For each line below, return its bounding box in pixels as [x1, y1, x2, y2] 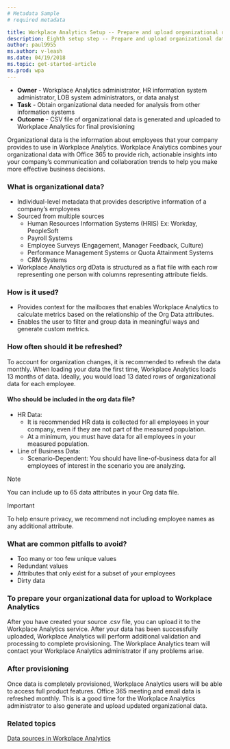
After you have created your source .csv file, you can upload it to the [7, 618, 201, 626]
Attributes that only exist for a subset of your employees [16, 569, 176, 578]
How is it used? [7, 287, 60, 297]
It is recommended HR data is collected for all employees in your [27, 418, 209, 426]
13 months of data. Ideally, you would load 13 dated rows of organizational [7, 372, 216, 381]
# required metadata [7, 16, 66, 23]
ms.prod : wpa [7, 67, 44, 74]
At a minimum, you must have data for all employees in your [27, 432, 196, 440]
